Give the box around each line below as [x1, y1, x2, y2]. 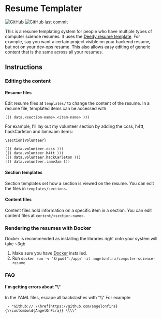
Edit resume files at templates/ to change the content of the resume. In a [5, 100, 150, 106]
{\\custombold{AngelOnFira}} [5, 308, 64, 313]
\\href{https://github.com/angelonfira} [35, 304, 118, 309]
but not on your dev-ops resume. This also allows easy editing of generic [5, 44, 151, 50]
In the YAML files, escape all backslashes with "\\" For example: [5, 295, 132, 301]
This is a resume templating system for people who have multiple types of [5, 28, 152, 34]
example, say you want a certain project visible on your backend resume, [5, 38, 151, 44]
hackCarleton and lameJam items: [5, 129, 74, 134]
